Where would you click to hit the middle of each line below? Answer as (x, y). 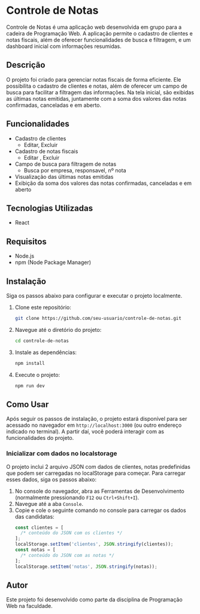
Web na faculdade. (29, 606)
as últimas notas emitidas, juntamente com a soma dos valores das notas (96, 98)
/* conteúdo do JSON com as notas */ (68, 555)
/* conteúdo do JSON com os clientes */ (72, 533)
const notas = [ (35, 550)
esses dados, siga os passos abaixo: (51, 479)
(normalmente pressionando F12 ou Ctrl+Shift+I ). (77, 497)
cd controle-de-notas (42, 341)
